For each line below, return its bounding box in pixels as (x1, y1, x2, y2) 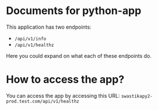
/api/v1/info (14, 36, 47, 42)
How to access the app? (6, 73, 125, 86)
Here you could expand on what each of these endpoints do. (6, 52, 152, 59)
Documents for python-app (6, 4, 142, 18)
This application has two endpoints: (6, 23, 92, 30)
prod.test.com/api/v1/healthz (6, 98, 80, 104)
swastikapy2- (121, 93, 153, 99)
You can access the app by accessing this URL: (6, 92, 120, 99)
